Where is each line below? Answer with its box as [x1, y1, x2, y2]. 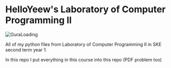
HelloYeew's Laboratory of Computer [5, 4, 166, 15]
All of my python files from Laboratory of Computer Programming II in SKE [5, 41, 162, 47]
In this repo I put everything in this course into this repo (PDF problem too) [5, 56, 162, 62]
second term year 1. [5, 47, 47, 53]
